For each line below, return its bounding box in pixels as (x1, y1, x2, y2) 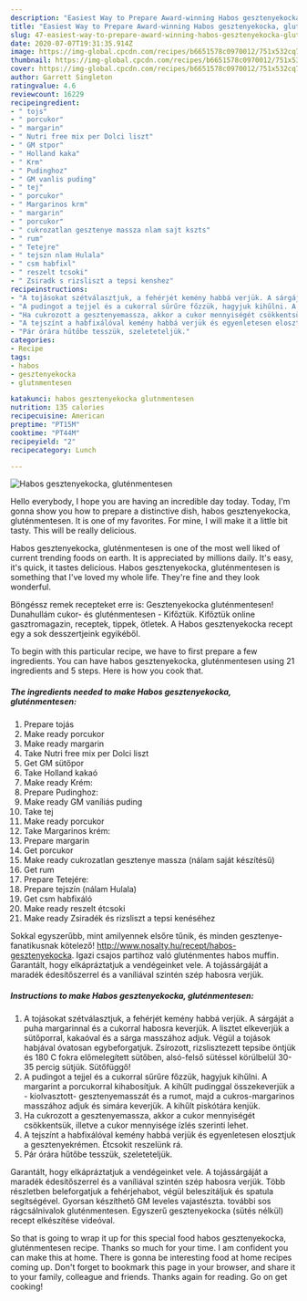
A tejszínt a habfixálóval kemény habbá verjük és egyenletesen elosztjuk (23, 1129, 296, 1140)
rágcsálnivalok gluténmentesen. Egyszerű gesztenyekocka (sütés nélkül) (10, 1205, 284, 1216)
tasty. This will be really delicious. (10, 526, 138, 536)
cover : (10, 65, 36, 74)
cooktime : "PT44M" (10, 428, 80, 438)
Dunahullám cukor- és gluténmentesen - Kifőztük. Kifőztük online (10, 609, 256, 620)
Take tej (23, 807, 54, 817)
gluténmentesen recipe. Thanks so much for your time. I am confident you (10, 1243, 289, 1254)
